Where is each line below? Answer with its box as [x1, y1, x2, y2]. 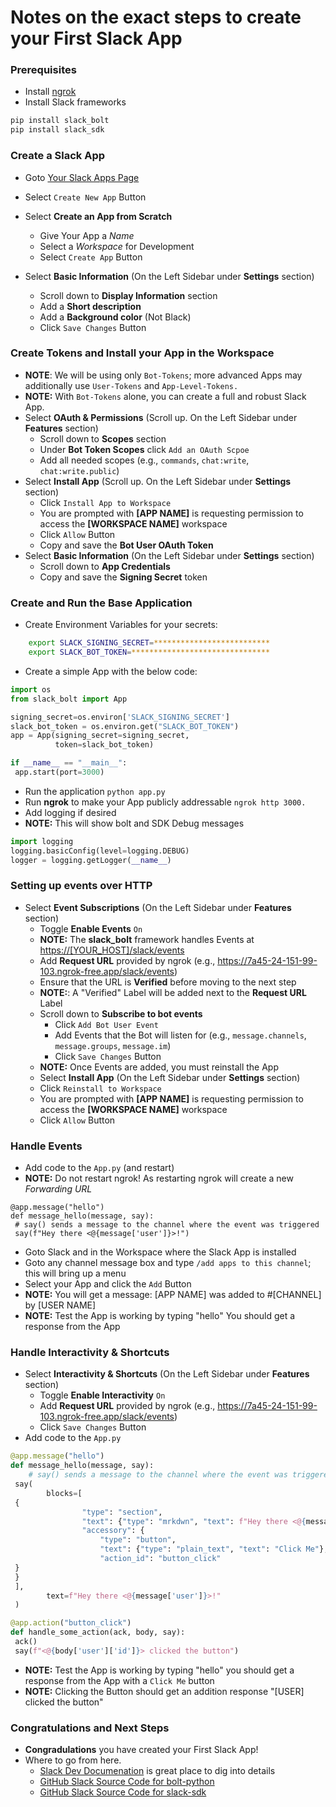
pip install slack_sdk [10, 125, 105, 135]
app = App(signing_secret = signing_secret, [10, 731, 190, 741]
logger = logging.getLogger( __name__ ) [10, 855, 172, 865]
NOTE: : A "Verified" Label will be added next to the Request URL [39, 986, 307, 998]
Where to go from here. [24, 1754, 122, 1766]
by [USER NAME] [24, 1299, 97, 1311]
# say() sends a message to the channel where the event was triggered [14, 1220, 320, 1230]
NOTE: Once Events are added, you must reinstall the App [39, 1061, 279, 1073]
